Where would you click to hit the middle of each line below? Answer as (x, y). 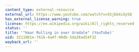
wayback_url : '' (22, 42)
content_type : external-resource (40, 10)
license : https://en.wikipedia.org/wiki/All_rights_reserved (70, 24)
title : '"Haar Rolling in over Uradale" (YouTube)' (60, 33)
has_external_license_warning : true (43, 19)
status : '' (16, 28)
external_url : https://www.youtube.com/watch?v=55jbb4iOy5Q (69, 14)
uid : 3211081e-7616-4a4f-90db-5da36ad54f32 (51, 38)
